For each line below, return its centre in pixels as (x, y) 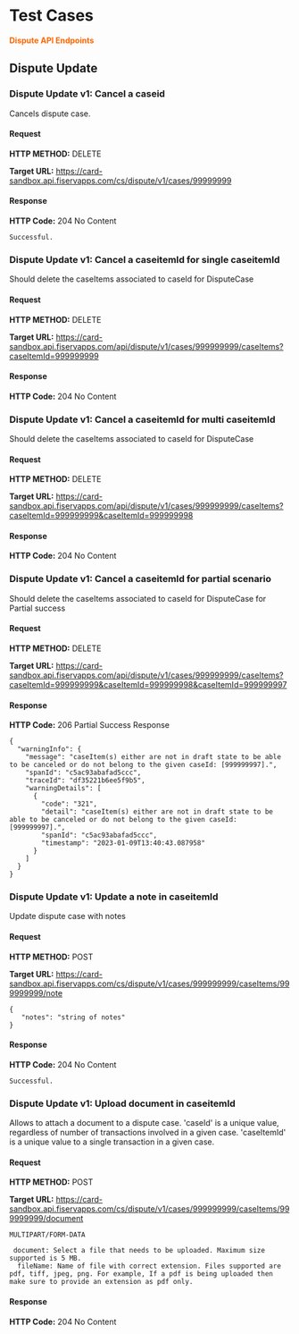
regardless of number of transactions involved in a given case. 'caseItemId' (148, 1133)
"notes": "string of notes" (73, 1017)
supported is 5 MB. (46, 1258)
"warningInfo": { (50, 749)
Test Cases (51, 16)
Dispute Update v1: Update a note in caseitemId (114, 897)
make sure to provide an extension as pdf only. (101, 1282)
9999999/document (46, 1219)
